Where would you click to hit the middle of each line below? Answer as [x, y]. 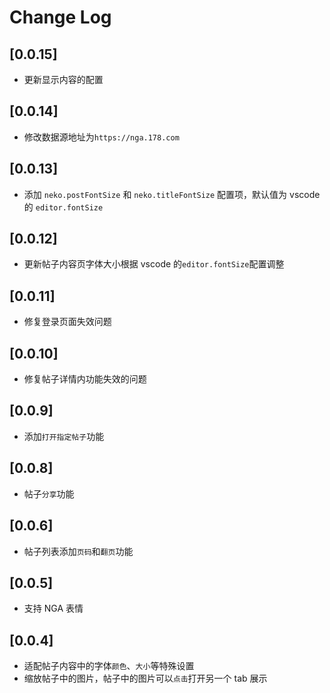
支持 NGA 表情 [53, 608]
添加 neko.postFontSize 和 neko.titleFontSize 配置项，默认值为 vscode [172, 194]
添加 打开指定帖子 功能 [64, 436]
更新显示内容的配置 [63, 79]
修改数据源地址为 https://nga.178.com [101, 137]
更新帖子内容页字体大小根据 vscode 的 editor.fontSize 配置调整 [154, 264]
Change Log [60, 17]
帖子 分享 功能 [49, 493]
